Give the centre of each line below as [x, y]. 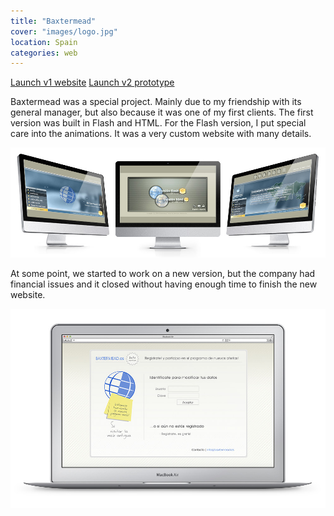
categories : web [44, 53]
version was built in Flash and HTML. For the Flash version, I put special [158, 123]
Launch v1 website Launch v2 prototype [92, 82]
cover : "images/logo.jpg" [64, 31]
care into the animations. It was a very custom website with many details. [161, 134]
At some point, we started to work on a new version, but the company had [163, 274]
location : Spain [44, 42]
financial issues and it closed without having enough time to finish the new [164, 284]
